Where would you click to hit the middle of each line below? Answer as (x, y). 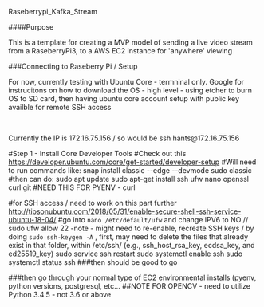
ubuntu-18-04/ (32, 220)
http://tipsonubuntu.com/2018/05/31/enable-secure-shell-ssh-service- (125, 211)
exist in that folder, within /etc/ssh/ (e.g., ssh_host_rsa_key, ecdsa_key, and (132, 245)
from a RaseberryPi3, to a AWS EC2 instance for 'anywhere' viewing (120, 51)
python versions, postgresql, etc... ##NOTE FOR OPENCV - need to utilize (130, 286)
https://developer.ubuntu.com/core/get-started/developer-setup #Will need (132, 162)
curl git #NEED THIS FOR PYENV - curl (72, 187)
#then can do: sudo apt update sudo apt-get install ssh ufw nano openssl (129, 179)
